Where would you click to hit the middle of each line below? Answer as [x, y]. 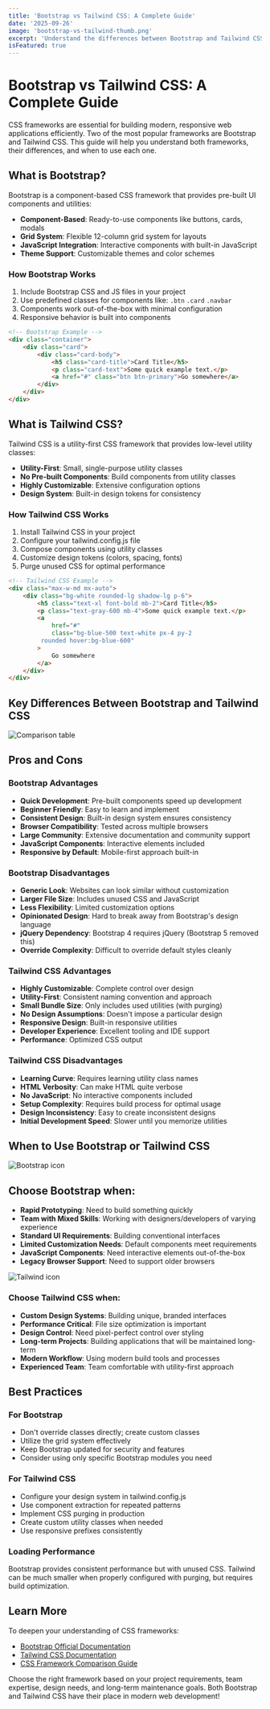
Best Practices [45, 1392]
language [35, 925]
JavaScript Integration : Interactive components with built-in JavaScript [138, 244]
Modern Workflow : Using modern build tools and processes [120, 1358]
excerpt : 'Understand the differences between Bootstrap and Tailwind [129, 38]
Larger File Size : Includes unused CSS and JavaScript [109, 899]
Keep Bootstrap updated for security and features [102, 1449]
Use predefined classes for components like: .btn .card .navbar [126, 300]
